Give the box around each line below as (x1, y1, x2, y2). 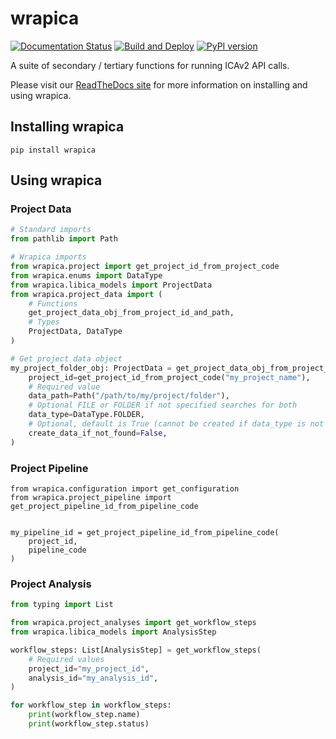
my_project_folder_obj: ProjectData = (10, 363, 172, 373)
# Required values (28, 654, 105, 664)
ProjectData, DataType (28, 327, 123, 337)
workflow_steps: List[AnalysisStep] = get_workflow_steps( (10, 645, 262, 655)
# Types (28, 317, 60, 327)
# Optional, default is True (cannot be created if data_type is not (28, 419, 325, 429)
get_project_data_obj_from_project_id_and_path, (28, 308, 235, 318)
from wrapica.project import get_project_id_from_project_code (10, 262, 280, 272)
